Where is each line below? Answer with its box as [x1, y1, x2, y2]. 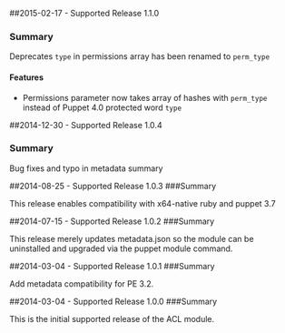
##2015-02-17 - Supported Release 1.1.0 [9, 8, 160, 18]
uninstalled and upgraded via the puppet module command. [9, 243, 233, 254]
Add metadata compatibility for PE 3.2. [9, 277, 154, 289]
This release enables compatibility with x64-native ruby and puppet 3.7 [9, 197, 276, 208]
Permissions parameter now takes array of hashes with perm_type [22, 92, 268, 103]
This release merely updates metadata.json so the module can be [9, 233, 254, 244]
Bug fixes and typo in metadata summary [9, 163, 163, 174]
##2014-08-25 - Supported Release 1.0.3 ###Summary [9, 180, 217, 191]
